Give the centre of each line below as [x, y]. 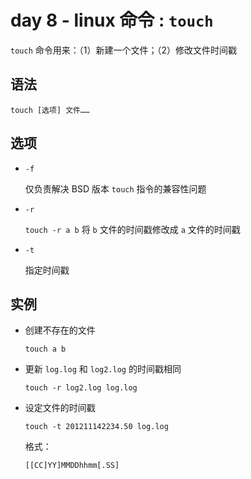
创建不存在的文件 [60, 330]
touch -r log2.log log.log [81, 388]
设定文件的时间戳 [60, 408]
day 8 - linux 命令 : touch [112, 20]
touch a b [45, 349]
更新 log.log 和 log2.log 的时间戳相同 [103, 369]
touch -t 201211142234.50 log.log [96, 427]
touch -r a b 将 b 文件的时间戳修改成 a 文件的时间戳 [132, 229]
